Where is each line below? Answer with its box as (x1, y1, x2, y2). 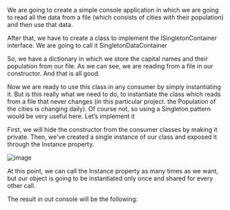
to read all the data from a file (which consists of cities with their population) (7, 13, 224, 21)
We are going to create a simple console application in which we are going (7, 6, 219, 14)
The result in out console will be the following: (7, 195, 138, 203)
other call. (7, 182, 36, 189)
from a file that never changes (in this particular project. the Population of (7, 97, 216, 106)
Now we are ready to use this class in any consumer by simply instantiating (7, 83, 221, 90)
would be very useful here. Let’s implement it (7, 112, 135, 120)
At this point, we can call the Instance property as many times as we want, (7, 167, 219, 175)
